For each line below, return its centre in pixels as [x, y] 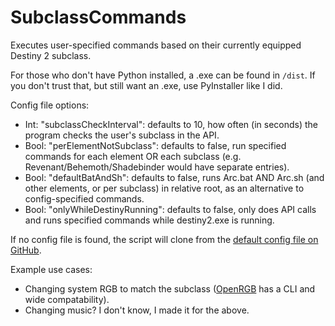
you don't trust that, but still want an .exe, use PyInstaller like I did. [146, 85]
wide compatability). [67, 299]
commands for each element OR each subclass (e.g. [133, 156]
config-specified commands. [84, 198]
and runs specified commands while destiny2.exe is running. [149, 220]
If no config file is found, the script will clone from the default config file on [164, 239]
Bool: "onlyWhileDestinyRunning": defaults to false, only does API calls [170, 209]
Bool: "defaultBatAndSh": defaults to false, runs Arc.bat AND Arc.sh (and [174, 177]
